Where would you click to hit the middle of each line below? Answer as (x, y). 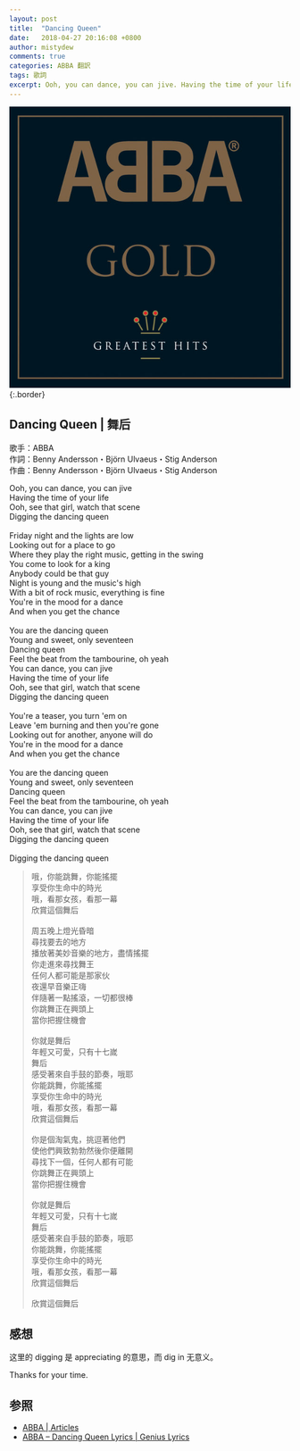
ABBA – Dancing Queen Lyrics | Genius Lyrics (106, 1437)
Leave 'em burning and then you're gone (84, 725)
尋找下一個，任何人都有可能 (82, 1162)
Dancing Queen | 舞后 (70, 425)
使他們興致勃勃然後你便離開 (82, 1150)
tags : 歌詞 (28, 76)
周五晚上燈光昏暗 (62, 930)
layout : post (33, 19)
